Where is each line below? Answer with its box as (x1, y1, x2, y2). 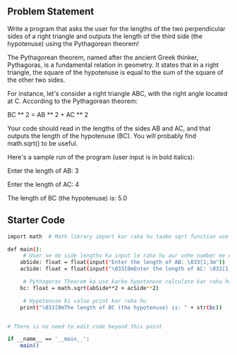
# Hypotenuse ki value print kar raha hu (23, 297, 147, 304)
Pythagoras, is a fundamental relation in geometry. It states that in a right (7, 60, 219, 69)
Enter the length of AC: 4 (7, 180, 80, 188)
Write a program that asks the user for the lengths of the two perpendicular (7, 24, 226, 32)
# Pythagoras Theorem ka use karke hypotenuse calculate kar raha (23, 278, 222, 285)
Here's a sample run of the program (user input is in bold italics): (7, 152, 195, 161)
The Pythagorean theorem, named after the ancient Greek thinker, (7, 53, 199, 61)
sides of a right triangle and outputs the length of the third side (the (7, 32, 203, 40)
